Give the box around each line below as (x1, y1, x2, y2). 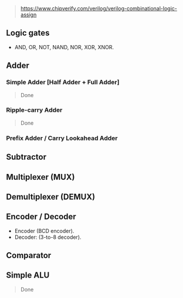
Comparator (6, 251, 52, 261)
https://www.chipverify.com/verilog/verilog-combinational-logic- (20, 5, 177, 12)
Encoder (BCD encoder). (14, 227, 74, 234)
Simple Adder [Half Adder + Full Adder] (6, 78, 120, 87)
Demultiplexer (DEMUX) (6, 191, 96, 201)
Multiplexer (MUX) (6, 172, 75, 182)
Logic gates (6, 28, 50, 38)
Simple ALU (6, 270, 50, 280)
